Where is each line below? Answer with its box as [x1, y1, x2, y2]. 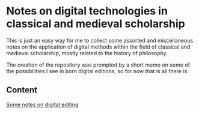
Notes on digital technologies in [6, 4, 168, 18]
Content [6, 85, 38, 95]
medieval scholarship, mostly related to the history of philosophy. [6, 49, 168, 56]
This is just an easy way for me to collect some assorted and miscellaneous [6, 37, 194, 44]
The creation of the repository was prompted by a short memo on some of [6, 61, 191, 68]
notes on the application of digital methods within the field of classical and [6, 43, 191, 50]
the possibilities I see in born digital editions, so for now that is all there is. [6, 67, 189, 74]
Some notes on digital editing [6, 101, 79, 108]
